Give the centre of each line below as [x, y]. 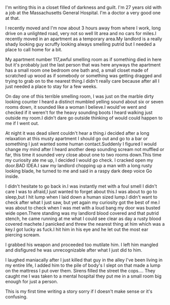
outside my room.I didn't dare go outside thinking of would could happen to [84, 118]
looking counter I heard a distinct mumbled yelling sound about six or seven [84, 102]
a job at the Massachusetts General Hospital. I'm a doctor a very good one [83, 13]
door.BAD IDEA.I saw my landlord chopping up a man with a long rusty [79, 165]
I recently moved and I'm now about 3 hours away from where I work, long [83, 28]
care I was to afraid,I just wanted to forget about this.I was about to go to [81, 192]
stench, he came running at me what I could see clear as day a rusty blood [83, 219]
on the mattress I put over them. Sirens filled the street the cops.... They [80, 271]
